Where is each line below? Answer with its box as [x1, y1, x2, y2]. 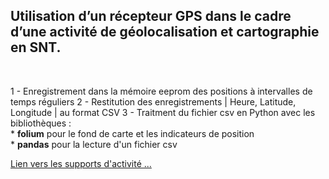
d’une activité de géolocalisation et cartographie [10, 24, 320, 41]
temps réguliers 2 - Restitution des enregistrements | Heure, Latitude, [10, 95, 297, 108]
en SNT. [10, 39, 62, 56]
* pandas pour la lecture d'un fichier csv [10, 138, 178, 150]
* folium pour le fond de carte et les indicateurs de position [10, 127, 255, 139]
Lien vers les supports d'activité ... [10, 157, 152, 169]
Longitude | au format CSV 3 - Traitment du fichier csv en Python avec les [10, 106, 316, 118]
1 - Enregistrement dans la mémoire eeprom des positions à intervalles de [10, 85, 313, 97]
